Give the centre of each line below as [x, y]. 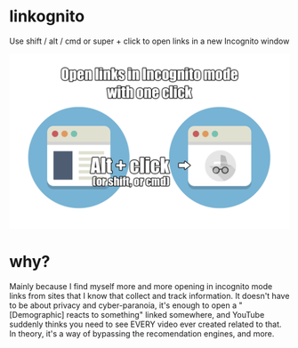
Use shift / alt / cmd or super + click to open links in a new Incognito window [149, 41]
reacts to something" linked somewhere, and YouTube [165, 314]
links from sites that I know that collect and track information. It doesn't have [149, 295]
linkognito [47, 16]
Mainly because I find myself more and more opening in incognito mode [141, 286]
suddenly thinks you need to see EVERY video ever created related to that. [145, 324]
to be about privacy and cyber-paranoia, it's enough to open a [123, 305]
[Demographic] [37, 314]
